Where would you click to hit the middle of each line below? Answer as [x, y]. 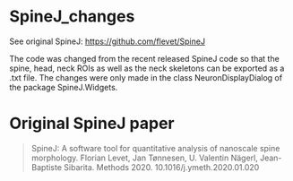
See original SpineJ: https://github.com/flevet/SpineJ [108, 41]
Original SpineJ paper [92, 124]
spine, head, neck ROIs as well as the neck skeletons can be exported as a [147, 68]
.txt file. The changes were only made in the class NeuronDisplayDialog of [146, 77]
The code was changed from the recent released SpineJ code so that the [144, 58]
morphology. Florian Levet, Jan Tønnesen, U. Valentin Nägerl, [144, 158]
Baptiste [47, 167]
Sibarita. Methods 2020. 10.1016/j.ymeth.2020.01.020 [162, 167]
